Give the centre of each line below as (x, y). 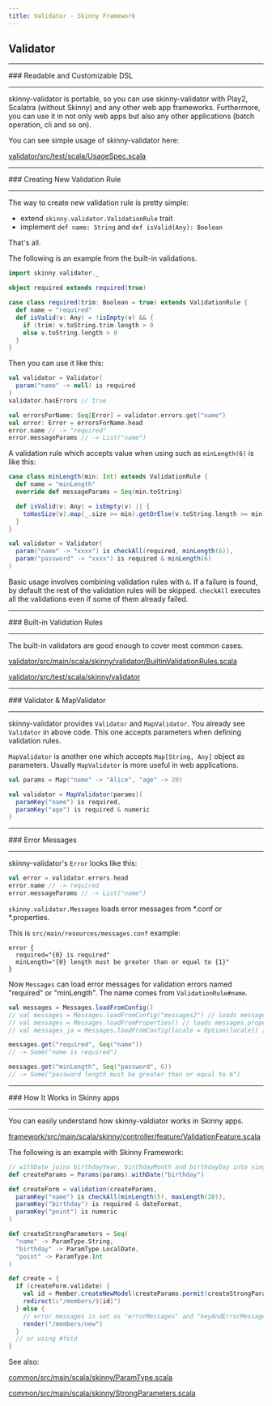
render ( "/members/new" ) (63, 1324)
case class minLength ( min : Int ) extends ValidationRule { (108, 477)
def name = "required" (54, 310)
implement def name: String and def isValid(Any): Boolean (121, 227)
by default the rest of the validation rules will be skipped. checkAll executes (134, 590)
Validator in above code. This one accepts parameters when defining (125, 732)
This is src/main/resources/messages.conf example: (94, 933)
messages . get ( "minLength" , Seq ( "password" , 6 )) (90, 1067)
